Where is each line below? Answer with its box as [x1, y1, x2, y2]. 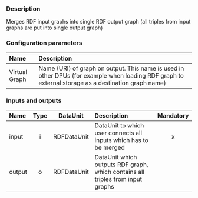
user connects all [94, 129, 143, 137]
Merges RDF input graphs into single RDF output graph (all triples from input [6, 18, 191, 25]
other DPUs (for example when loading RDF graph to [38, 71, 184, 79]
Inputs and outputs [6, 96, 62, 105]
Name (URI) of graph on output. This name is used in [38, 64, 184, 72]
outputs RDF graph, [94, 160, 148, 169]
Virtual [9, 68, 28, 76]
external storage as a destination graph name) [38, 79, 166, 87]
